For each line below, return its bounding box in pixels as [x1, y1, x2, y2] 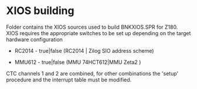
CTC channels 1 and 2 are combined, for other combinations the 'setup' [6, 70, 179, 77]
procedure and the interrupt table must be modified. [6, 76, 132, 83]
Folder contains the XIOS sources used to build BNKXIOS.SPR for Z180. [6, 23, 178, 30]
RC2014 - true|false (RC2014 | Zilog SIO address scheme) [14, 47, 154, 54]
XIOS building [6, 4, 74, 18]
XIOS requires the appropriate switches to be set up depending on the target [6, 29, 191, 36]
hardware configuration [6, 36, 63, 43]
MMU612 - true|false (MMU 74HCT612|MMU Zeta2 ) [14, 59, 141, 66]
